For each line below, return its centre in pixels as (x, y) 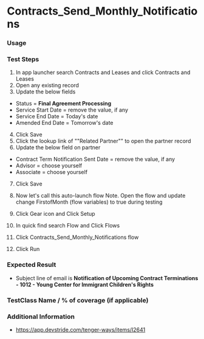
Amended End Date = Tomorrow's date (64, 123)
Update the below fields (46, 92)
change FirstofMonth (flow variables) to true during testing (89, 202)
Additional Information (41, 317)
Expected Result (32, 265)
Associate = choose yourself (51, 172)
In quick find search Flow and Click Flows (68, 226)
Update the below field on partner (58, 147)
